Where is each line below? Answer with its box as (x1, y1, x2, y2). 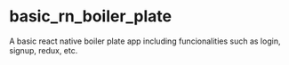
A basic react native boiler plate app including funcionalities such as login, (9, 36, 281, 46)
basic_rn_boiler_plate (9, 6, 173, 27)
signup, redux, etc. (9, 45, 78, 55)
